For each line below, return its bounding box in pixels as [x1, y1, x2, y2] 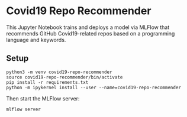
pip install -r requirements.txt [6, 79, 89, 85]
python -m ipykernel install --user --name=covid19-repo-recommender [6, 84, 182, 90]
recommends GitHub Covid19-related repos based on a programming [6, 30, 175, 37]
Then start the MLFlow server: [6, 95, 80, 102]
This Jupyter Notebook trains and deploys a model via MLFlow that [6, 24, 170, 31]
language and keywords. [6, 36, 66, 43]
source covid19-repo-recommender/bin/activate [6, 74, 123, 80]
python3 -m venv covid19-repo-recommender [6, 69, 112, 75]
